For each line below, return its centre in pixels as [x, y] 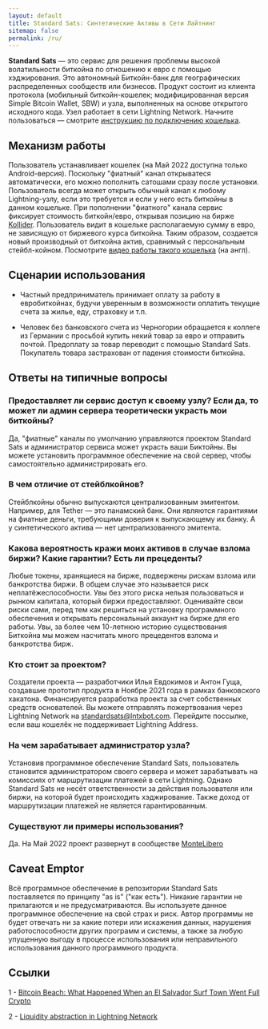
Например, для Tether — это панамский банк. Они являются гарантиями [133, 510]
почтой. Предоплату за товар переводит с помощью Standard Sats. [135, 344]
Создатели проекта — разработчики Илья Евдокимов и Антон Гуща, [125, 682]
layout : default [35, 16]
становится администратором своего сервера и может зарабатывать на [133, 771]
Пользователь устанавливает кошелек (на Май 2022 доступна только [128, 165]
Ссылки [29, 973]
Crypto [20, 1001]
